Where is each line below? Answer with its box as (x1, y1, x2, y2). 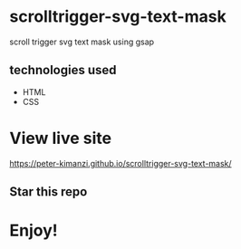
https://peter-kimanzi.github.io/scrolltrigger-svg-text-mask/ (9, 158, 233, 168)
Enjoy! (9, 220, 59, 241)
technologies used (9, 62, 117, 78)
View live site (9, 128, 111, 148)
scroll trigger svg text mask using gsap (9, 36, 155, 47)
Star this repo (9, 184, 88, 200)
